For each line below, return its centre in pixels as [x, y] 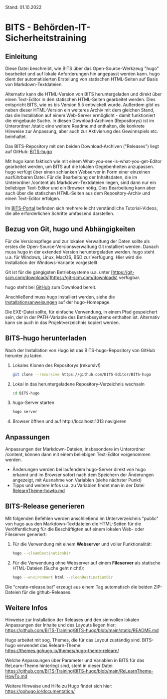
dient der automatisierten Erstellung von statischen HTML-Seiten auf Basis [82, 79]
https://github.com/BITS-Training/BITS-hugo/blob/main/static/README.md [82, 630]
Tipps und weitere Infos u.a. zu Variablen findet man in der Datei [78, 485]
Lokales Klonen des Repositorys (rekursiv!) [56, 365]
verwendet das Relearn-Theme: [49, 645]
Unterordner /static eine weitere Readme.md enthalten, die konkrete [75, 126]
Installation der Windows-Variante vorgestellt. [52, 262]
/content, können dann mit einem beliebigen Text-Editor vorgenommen [78, 454]
